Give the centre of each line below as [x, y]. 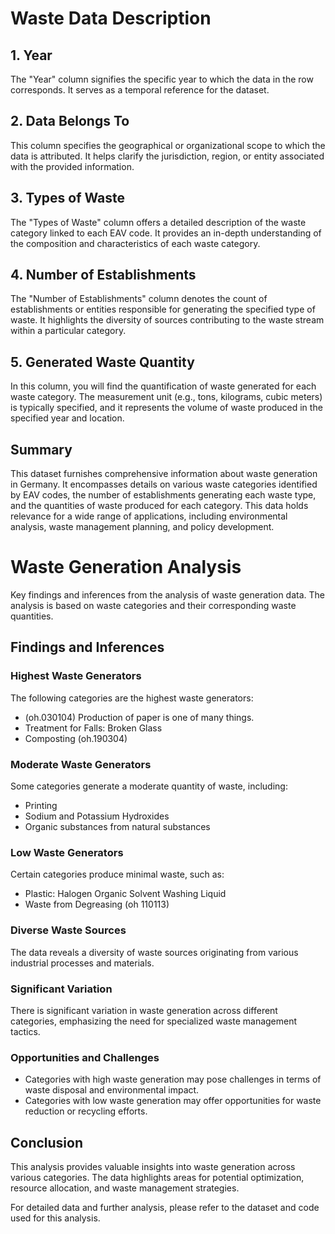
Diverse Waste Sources [68, 930]
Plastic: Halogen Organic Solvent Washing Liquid [125, 894]
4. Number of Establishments [103, 275]
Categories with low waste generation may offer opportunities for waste [173, 1101]
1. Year [31, 55]
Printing [41, 805]
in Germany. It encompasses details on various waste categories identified [164, 484]
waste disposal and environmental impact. [112, 1090]
